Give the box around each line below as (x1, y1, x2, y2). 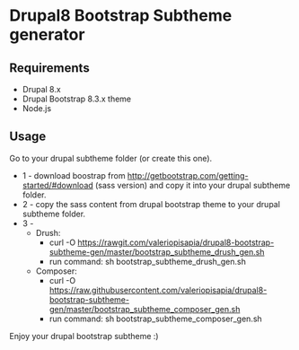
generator (9, 24, 85, 45)
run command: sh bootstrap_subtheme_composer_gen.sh (48, 313, 262, 324)
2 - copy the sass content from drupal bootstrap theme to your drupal (22, 198, 281, 209)
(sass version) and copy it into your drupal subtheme (95, 179, 291, 190)
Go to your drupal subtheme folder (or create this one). (9, 153, 213, 163)
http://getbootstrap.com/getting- (127, 170, 249, 180)
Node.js (22, 103, 52, 113)
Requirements (9, 60, 90, 75)
